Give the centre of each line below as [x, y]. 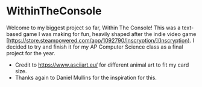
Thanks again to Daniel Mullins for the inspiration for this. [86, 77]
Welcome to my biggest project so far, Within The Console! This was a [93, 28]
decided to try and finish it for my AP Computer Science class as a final [95, 47]
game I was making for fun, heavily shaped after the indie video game [110, 34]
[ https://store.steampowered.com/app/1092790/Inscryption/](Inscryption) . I [100, 40]
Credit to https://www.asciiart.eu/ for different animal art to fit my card [102, 65]
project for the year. [31, 53]
